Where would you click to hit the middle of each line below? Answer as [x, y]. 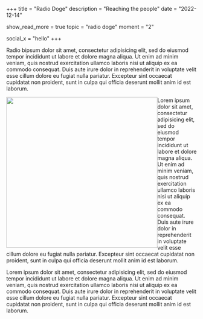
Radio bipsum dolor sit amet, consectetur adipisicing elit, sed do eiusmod [98, 50]
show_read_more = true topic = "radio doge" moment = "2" [80, 27]
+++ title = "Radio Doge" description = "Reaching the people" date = [92, 9]
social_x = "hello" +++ [34, 38]
